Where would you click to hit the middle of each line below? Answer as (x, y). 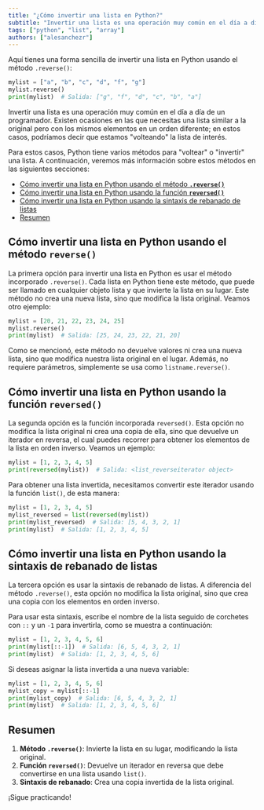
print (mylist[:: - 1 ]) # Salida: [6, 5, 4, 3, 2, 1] (94, 647)
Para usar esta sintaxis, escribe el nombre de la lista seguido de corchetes (128, 617)
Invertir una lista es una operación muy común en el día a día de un (117, 111)
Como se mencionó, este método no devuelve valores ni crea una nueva (125, 351)
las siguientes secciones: (49, 169)
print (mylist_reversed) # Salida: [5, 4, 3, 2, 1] (94, 522)
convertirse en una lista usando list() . (83, 774)
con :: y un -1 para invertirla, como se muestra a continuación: (110, 626)
